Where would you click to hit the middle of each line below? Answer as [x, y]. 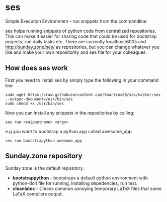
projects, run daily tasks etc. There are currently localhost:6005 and [76, 41]
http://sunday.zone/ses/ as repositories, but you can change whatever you [82, 47]
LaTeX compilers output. [38, 194]
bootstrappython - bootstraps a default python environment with [80, 178]
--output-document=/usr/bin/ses [39, 99]
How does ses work [36, 68]
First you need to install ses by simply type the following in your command [82, 80]
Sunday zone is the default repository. [45, 168]
